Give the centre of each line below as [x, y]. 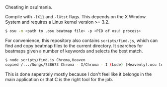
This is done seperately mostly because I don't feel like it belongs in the [79, 74]
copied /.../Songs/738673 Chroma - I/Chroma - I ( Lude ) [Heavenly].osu [81, 65]
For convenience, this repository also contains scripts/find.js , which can [82, 40]
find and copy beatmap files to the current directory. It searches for [74, 45]
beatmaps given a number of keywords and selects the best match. [74, 51]
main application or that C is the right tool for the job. [59, 79]
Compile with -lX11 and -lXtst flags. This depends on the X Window [75, 17]
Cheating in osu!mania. [29, 7]
